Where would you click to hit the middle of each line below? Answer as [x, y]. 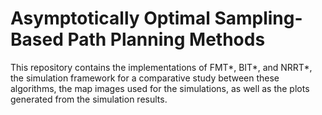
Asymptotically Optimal [110, 18]
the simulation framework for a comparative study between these [145, 78]
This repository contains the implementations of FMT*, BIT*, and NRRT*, [161, 67]
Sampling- [258, 18]
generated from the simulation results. [89, 99]
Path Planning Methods [166, 39]
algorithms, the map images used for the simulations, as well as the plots [160, 88]
